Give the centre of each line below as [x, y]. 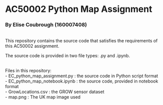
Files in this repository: [28, 71]
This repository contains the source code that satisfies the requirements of [81, 41]
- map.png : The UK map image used [43, 97]
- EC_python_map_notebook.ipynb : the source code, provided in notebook [82, 81]
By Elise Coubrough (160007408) [46, 25]
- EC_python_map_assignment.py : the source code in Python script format [82, 76]
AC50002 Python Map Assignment [79, 9]
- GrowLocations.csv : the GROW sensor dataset [55, 92]
